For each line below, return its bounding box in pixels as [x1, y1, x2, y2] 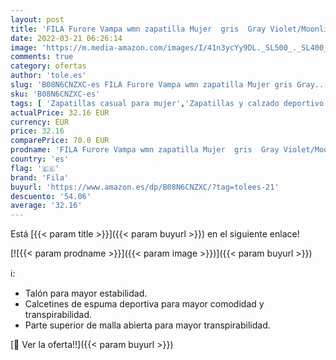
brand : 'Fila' [10, 172, 70, 183]
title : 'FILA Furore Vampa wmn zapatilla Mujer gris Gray [10, 24, 267, 34]
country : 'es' [10, 154, 70, 164]
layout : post [10, 14, 65, 25]
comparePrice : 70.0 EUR [10, 136, 110, 146]
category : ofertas [10, 61, 87, 71]
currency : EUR [10, 117, 70, 127]
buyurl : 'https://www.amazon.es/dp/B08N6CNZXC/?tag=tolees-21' [10, 182, 280, 192]
